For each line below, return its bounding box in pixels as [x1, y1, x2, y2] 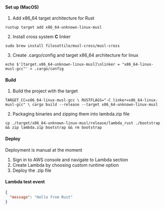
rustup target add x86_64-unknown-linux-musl [5, 25, 102, 30]
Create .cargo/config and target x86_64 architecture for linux [12, 52, 139, 58]
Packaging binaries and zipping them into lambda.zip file [12, 111, 130, 117]
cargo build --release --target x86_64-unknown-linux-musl [32, 102, 158, 108]
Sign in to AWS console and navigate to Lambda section [12, 156, 128, 163]
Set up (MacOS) [5, 4, 39, 10]
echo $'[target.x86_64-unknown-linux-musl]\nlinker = [5, 62, 120, 67]
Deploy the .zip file [12, 167, 52, 173]
